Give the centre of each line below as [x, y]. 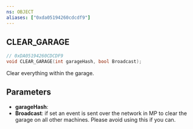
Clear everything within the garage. [50, 73]
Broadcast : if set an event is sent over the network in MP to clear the [101, 113]
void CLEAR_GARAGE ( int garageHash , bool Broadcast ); [74, 62]
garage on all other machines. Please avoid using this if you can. [95, 119]
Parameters [29, 92]
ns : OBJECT [20, 12]
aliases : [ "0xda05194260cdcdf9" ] [48, 18]
